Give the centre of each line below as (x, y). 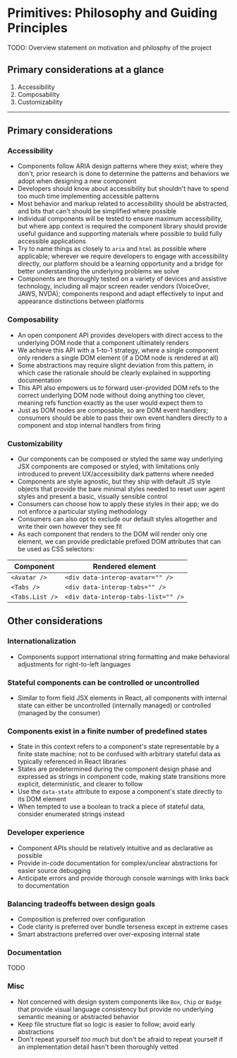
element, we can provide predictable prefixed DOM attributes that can (119, 541)
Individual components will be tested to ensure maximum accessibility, (120, 219)
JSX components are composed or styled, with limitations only (108, 466)
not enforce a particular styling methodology (82, 512)
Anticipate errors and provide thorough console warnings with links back (123, 878)
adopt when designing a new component (77, 181)
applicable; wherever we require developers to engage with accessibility (123, 257)
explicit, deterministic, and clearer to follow (80, 784)
